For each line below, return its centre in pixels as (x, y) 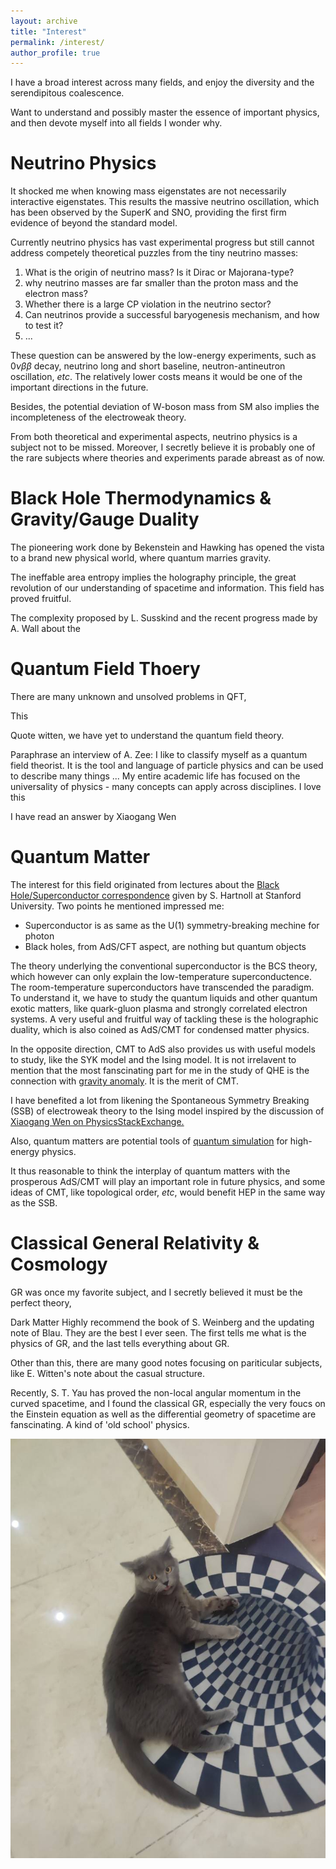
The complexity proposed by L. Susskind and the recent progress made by (164, 618)
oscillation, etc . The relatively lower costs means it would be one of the (156, 377)
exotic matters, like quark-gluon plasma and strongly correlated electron (159, 1008)
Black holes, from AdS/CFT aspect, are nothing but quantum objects (165, 946)
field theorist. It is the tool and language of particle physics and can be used (167, 766)
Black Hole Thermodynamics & (141, 498)
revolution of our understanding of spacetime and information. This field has (167, 588)
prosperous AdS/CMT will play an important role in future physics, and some (168, 1181)
